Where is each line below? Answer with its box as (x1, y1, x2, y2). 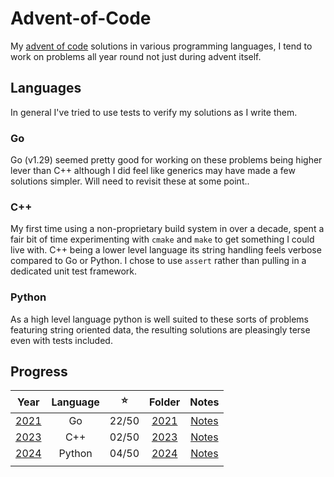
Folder (149, 395, 181, 409)
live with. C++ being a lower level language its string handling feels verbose (10, 244, 322, 256)
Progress (10, 363, 68, 381)
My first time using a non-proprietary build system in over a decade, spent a (10, 223, 325, 235)
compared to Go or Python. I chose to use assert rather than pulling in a (10, 255, 307, 267)
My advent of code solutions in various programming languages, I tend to (10, 40, 313, 52)
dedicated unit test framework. (10, 265, 138, 277)
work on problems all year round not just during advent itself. (10, 50, 262, 62)
